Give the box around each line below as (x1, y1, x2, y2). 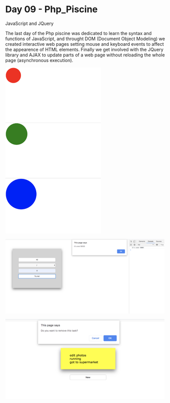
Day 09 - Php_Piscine (5, 4, 98, 15)
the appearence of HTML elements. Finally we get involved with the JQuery (5, 46, 164, 52)
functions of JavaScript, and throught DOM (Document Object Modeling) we (5, 36, 165, 42)
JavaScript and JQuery (5, 20, 54, 26)
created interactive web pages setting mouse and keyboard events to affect (5, 41, 164, 47)
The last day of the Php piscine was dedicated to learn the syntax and (5, 30, 152, 36)
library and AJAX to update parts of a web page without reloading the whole (5, 52, 165, 58)
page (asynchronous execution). (5, 57, 74, 63)
